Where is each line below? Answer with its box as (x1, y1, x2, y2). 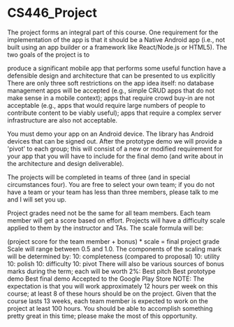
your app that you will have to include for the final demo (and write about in (7, 152, 224, 160)
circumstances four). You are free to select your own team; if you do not (7, 180, 215, 188)
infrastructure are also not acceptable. (7, 116, 117, 124)
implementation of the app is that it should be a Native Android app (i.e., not (7, 35, 226, 43)
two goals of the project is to (7, 50, 90, 59)
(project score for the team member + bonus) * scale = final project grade (7, 237, 220, 246)
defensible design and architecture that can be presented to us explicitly (7, 71, 216, 80)
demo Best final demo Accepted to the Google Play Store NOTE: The (7, 274, 205, 283)
